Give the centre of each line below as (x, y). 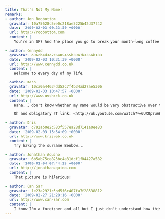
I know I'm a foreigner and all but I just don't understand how (82, 209)
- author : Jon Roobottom (30, 19)
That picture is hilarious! (42, 177)
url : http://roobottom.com (37, 32)
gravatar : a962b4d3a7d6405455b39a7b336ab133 (56, 55)
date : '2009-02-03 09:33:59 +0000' (46, 28)
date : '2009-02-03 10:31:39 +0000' (46, 59)
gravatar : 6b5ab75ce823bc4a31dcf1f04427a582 (56, 159)
